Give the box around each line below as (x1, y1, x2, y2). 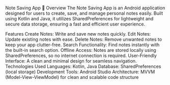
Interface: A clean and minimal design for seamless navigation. (5, 58, 137, 64)
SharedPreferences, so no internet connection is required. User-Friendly (5, 52, 157, 59)
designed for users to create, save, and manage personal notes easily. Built (5, 10, 163, 16)
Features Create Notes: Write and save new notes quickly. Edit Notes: (5, 31, 151, 37)
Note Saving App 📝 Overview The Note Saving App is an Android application (5, 5, 165, 11)
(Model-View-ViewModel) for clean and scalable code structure (5, 74, 139, 80)
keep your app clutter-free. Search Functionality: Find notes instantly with (5, 42, 160, 48)
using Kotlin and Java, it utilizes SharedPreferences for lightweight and (5, 16, 154, 21)
